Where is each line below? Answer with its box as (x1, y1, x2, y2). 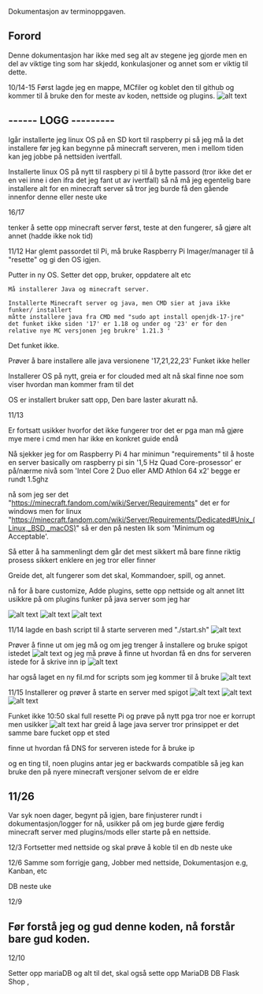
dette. (8, 67, 28, 77)
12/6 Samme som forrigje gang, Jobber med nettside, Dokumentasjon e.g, (8, 858, 248, 868)
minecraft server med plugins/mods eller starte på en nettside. (8, 827, 211, 837)
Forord (8, 29, 42, 43)
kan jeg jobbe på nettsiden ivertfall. (8, 152, 123, 161)
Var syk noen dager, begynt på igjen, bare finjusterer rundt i (8, 811, 202, 820)
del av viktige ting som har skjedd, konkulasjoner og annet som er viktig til (8, 58, 249, 68)
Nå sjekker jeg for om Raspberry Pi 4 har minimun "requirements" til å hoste (8, 449, 254, 459)
